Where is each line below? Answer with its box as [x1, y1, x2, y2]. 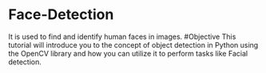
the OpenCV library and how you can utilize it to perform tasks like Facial [8, 48, 248, 58]
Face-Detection [8, 6, 114, 24]
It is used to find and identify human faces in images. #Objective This [8, 32, 236, 41]
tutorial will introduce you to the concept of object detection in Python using [8, 40, 259, 49]
